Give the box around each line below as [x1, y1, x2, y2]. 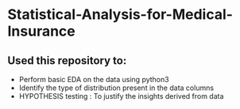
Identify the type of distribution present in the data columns [18, 83, 215, 92]
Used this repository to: [7, 54, 127, 67]
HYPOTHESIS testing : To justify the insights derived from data [18, 92, 224, 100]
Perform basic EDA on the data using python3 [18, 75, 169, 84]
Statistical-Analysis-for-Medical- [7, 6, 234, 24]
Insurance [7, 22, 76, 40]
